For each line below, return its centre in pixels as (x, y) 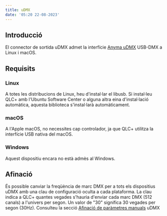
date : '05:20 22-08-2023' (32, 15)
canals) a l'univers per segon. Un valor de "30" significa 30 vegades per (80, 202)
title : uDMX (18, 10)
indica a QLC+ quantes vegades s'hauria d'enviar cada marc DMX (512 (79, 197)
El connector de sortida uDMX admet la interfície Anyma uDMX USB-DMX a (84, 47)
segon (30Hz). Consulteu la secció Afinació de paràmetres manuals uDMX (82, 208)
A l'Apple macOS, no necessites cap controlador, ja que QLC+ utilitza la (79, 129)
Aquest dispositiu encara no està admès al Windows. (60, 158)
